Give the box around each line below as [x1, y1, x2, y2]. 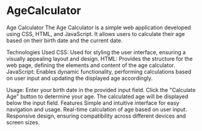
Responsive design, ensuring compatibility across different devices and [6, 112, 186, 119]
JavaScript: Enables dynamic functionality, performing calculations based [6, 68, 192, 75]
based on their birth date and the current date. [6, 37, 123, 44]
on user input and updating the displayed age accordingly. [6, 74, 153, 82]
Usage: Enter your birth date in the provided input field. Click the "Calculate [6, 86, 196, 93]
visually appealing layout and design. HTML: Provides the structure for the [6, 55, 193, 62]
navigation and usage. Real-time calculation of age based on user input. [6, 105, 187, 113]
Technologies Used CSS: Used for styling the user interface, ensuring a [6, 48, 186, 55]
